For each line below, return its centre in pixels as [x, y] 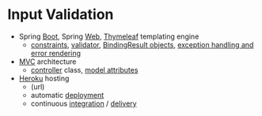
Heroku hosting [44, 78]
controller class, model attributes [84, 69]
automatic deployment [67, 95]
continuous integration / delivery [84, 103]
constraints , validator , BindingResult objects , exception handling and [142, 44]
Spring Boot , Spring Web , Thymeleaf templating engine [109, 36]
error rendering [55, 53]
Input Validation [61, 15]
